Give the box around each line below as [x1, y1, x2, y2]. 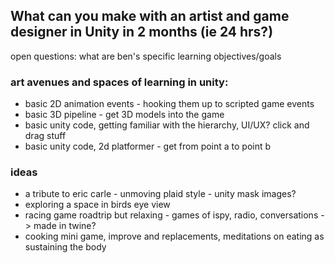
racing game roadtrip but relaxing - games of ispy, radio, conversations [24, 209, 319, 221]
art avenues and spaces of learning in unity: [10, 75, 229, 89]
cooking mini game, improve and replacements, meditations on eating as [24, 230, 325, 243]
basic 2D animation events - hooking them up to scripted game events [24, 98, 315, 110]
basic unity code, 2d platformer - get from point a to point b [24, 140, 272, 153]
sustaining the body [24, 241, 107, 253]
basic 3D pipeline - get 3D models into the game [24, 109, 225, 121]
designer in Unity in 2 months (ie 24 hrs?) [10, 24, 274, 41]
